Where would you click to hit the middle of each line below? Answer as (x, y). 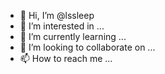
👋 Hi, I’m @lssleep (57, 15)
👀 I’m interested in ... (62, 26)
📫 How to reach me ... (66, 58)
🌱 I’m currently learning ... (73, 36)
